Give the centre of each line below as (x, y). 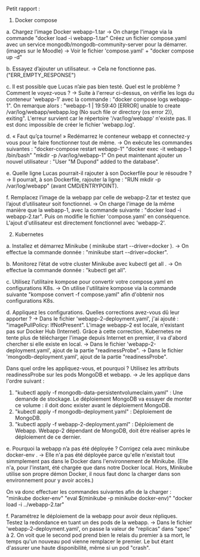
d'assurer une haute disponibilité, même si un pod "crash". (78, 548)
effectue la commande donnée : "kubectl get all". (66, 270)
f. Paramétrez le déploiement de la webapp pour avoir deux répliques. (92, 516)
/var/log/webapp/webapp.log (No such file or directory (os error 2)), (90, 112)
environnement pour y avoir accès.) (50, 480)
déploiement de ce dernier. (48, 437)
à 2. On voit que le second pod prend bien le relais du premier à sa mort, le (98, 535)
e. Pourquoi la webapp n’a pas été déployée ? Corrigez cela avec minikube (98, 448)
